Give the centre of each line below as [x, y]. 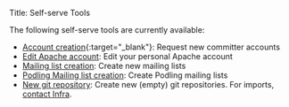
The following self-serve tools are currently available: [107, 30]
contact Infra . [47, 94]
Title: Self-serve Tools [50, 13]
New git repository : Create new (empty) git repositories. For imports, [148, 84]
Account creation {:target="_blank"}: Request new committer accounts [151, 47]
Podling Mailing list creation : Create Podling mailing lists [125, 75]
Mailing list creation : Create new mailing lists [104, 66]
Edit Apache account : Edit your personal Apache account [128, 56]
